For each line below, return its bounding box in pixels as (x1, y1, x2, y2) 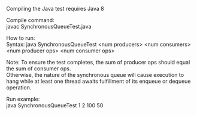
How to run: (6, 35, 35, 41)
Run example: (6, 95, 40, 102)
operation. (6, 84, 32, 91)
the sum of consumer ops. (6, 65, 71, 72)
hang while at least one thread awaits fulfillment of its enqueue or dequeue (6, 77, 191, 85)
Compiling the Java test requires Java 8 (6, 5, 105, 12)
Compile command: (6, 17, 54, 23)
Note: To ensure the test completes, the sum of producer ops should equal (6, 59, 190, 66)
